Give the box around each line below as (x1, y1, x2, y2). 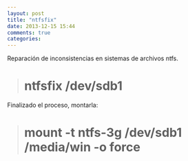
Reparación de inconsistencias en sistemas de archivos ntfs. (7, 54, 179, 62)
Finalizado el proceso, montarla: (7, 101, 98, 110)
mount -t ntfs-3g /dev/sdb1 (23, 125, 182, 140)
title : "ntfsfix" (7, 16, 57, 23)
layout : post (7, 10, 45, 17)
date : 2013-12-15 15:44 (7, 23, 76, 29)
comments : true (7, 29, 51, 36)
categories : (7, 36, 41, 42)
